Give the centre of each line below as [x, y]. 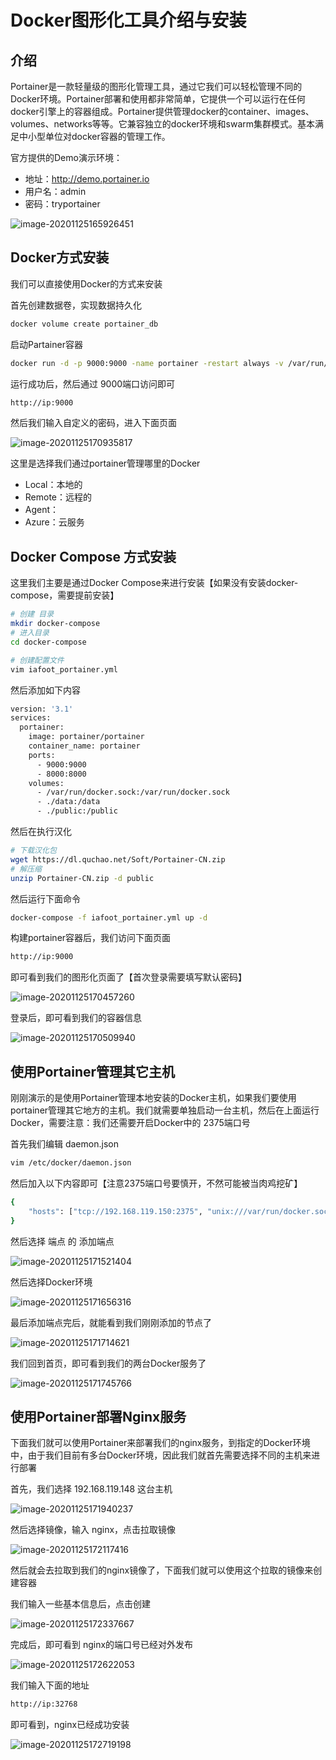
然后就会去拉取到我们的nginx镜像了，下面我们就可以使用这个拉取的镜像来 [162, 1570]
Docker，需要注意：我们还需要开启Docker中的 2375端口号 [130, 1123]
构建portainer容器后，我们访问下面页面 [91, 938]
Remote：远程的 [58, 497]
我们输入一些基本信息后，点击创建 [80, 1604]
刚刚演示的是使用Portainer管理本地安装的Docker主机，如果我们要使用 [153, 1098]
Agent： [42, 510]
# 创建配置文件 [37, 660]
